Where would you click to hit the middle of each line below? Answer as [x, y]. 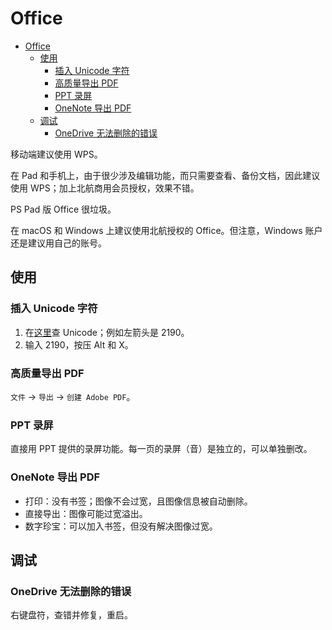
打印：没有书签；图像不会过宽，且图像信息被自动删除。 [138, 501]
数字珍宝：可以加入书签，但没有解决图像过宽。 [121, 526]
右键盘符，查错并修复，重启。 [71, 615]
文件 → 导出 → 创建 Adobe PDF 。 [73, 396]
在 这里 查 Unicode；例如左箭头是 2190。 [107, 332]
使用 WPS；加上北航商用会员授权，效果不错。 [105, 188]
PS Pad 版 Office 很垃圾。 [63, 209]
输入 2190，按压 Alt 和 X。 [79, 344]
